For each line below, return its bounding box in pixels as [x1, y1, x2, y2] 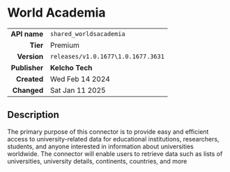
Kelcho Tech [49, 62, 93, 72]
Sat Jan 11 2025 [49, 85, 106, 95]
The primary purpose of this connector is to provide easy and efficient [7, 127, 209, 136]
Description [7, 109, 59, 121]
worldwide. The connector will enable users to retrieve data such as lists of [7, 149, 223, 157]
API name [10, 29, 44, 39]
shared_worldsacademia [49, 30, 125, 37]
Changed [12, 85, 44, 95]
